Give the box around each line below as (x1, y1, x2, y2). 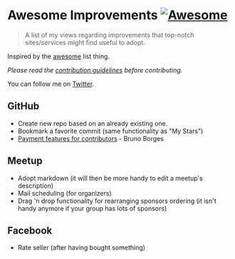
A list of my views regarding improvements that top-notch (24, 31, 194, 39)
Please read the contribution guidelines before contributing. (7, 65, 183, 74)
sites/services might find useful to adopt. (24, 38, 146, 46)
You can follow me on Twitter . (7, 79, 95, 88)
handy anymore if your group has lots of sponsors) (17, 203, 167, 213)
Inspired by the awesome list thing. (7, 52, 110, 60)
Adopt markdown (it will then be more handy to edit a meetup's (17, 174, 203, 182)
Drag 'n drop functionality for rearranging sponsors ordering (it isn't (17, 196, 216, 205)
